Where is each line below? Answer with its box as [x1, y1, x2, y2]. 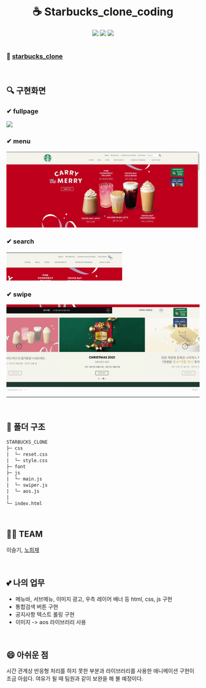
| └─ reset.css [6, 451, 48, 458]
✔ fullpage [6, 107, 39, 115]
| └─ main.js [6, 475, 43, 482]
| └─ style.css [6, 457, 48, 464]
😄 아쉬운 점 [6, 649, 49, 660]
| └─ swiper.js [6, 482, 48, 488]
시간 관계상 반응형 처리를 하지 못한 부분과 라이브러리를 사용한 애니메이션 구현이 [6, 667, 195, 674]
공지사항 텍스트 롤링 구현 [15, 611, 75, 618]
